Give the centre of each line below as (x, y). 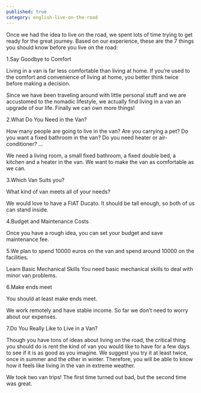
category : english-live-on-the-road (52, 17)
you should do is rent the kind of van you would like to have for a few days (98, 346)
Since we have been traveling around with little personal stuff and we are (96, 95)
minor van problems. (32, 275)
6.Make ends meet (29, 287)
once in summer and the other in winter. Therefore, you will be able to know (100, 359)
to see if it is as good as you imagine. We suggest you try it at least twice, (97, 353)
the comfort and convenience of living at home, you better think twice (92, 77)
